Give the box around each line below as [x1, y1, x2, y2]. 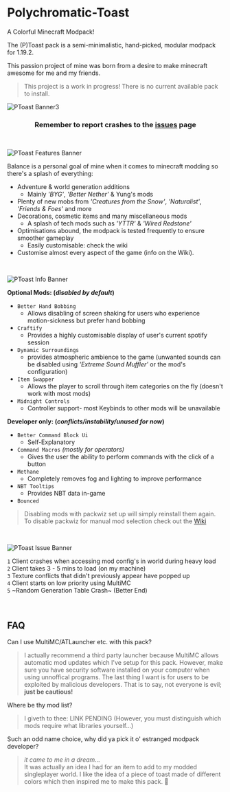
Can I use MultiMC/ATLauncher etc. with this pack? [7, 638, 152, 646]
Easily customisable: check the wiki [27, 241, 128, 250]
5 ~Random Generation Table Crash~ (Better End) [7, 586, 148, 595]
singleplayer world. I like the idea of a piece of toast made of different [23, 770, 221, 778]
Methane [16, 469, 39, 476]
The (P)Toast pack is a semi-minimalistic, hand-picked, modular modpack [7, 41, 216, 49]
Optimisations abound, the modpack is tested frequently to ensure [16, 227, 205, 235]
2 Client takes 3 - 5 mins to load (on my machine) [7, 564, 146, 573]
